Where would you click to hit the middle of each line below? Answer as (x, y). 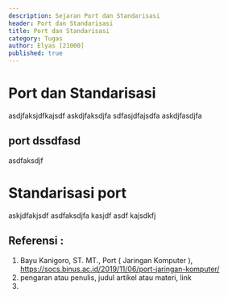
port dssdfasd (44, 141)
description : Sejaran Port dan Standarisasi (84, 16)
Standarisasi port (68, 192)
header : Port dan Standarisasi (61, 23)
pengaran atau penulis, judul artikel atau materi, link (106, 277)
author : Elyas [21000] (46, 46)
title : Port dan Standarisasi (59, 31)
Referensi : (36, 241)
